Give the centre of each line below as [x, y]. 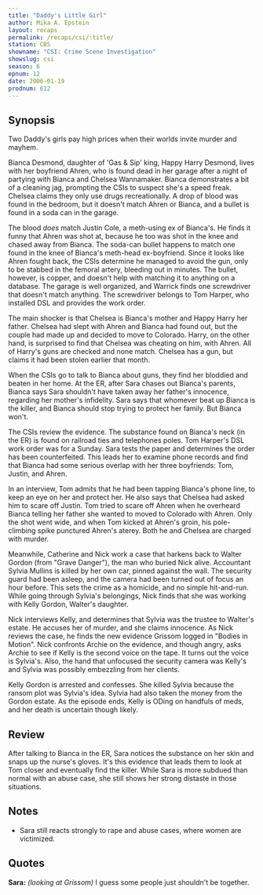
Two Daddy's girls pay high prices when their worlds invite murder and [122, 139]
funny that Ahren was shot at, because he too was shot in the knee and [123, 236]
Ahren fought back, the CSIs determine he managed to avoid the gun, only [128, 261]
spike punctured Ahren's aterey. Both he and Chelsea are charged [144, 531]
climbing [22, 531]
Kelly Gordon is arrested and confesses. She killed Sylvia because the [121, 685]
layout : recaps [33, 30]
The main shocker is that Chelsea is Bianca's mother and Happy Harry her [128, 318]
